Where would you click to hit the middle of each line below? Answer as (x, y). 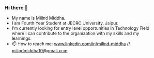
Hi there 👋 (16, 8)
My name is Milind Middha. (38, 18)
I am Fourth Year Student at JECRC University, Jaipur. (65, 23)
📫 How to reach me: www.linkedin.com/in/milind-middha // (71, 44)
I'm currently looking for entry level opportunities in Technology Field (80, 28)
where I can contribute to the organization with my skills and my (75, 34)
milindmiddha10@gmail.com (39, 51)
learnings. (22, 38)
